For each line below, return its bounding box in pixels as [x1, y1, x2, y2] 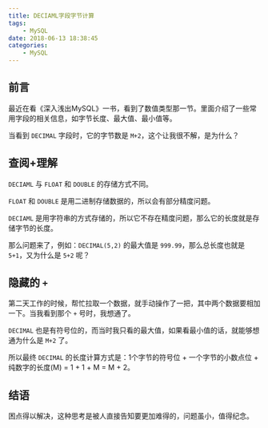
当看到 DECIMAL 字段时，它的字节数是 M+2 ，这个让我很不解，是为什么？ [8, 130, 240, 140]
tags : [8, 19, 26, 27]
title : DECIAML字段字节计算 [8, 11, 94, 20]
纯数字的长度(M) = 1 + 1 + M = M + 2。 [8, 362, 134, 373]
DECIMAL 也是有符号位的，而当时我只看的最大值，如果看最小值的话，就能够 [8, 325, 254, 335]
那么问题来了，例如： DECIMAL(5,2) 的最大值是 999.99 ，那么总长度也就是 [8, 240, 246, 249]
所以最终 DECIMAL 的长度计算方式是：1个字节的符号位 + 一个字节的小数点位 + [8, 353, 259, 362]
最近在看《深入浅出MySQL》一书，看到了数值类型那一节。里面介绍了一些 [8, 103, 250, 113]
